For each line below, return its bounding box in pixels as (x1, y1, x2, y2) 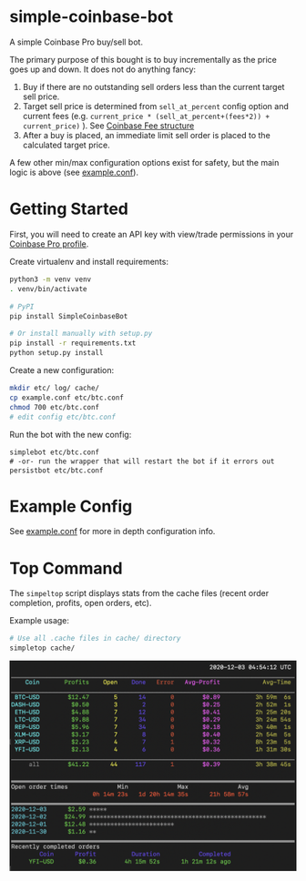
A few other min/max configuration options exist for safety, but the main (9, 157, 280, 167)
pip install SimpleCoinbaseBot (9, 311, 128, 320)
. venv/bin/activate (9, 284, 88, 293)
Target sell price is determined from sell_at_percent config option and (22, 100, 290, 111)
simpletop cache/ (9, 643, 76, 653)
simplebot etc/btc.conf (9, 448, 100, 457)
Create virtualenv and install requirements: (9, 256, 168, 267)
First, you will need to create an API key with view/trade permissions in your (9, 228, 294, 239)
